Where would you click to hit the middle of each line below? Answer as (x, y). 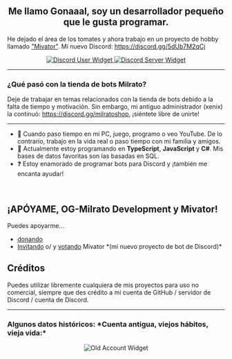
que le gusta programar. (116, 23)
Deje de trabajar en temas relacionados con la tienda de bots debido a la (110, 99)
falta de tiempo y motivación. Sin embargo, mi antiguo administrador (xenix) (115, 107)
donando (30, 239)
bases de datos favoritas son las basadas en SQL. (88, 156)
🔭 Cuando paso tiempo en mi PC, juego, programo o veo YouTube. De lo (120, 134)
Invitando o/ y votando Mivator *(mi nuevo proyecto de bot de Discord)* (119, 246)
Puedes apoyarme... (36, 225)
